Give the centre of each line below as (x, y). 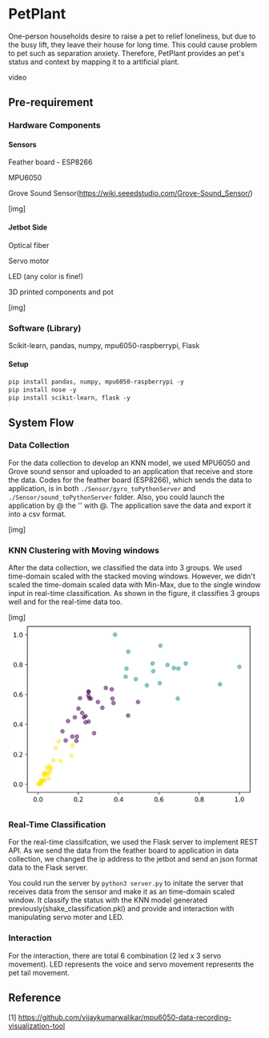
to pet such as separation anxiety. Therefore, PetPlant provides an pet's (126, 53)
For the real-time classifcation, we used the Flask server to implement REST (133, 842)
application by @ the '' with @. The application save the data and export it (130, 505)
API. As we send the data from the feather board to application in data (123, 850)
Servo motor (29, 261)
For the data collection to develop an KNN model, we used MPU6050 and (129, 463)
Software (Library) (45, 328)
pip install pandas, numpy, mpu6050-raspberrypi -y (96, 382)
